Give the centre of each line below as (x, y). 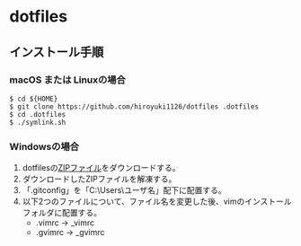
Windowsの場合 (44, 146)
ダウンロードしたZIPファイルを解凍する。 (99, 179)
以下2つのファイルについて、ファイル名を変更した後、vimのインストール (157, 202)
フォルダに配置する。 (62, 213)
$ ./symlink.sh (38, 122)
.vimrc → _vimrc (65, 223)
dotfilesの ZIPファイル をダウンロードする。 (102, 168)
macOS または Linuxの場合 (67, 80)
